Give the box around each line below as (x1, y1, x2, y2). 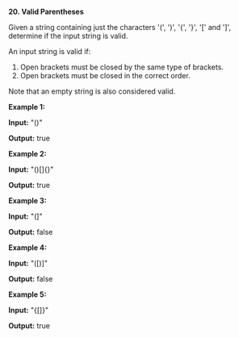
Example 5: (8, 290, 47, 299)
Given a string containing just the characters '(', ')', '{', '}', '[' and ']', (8, 23, 232, 31)
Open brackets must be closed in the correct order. (19, 71, 191, 80)
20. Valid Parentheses (8, 7, 84, 16)
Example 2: (8, 149, 47, 158)
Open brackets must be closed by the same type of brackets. (19, 62, 224, 72)
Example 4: (8, 243, 47, 252)
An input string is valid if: (8, 47, 91, 56)
